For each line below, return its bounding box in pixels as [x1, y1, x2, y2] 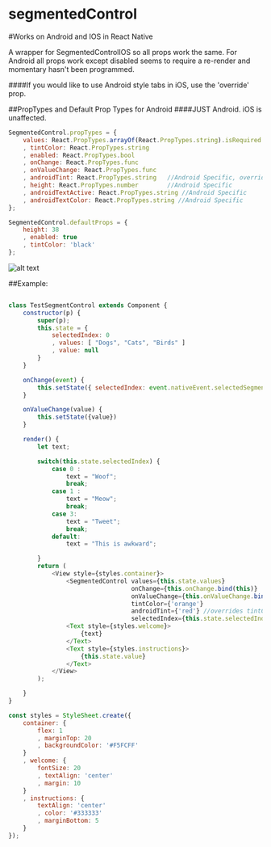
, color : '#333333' [37, 809, 103, 817]
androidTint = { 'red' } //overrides [131, 607, 244, 615]
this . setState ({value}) [37, 413, 117, 421]
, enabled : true [23, 234, 78, 242]
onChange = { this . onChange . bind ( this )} [131, 584, 258, 592]
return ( [37, 563, 67, 571]
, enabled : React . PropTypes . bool [23, 151, 135, 159]
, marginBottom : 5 [37, 817, 99, 825]
